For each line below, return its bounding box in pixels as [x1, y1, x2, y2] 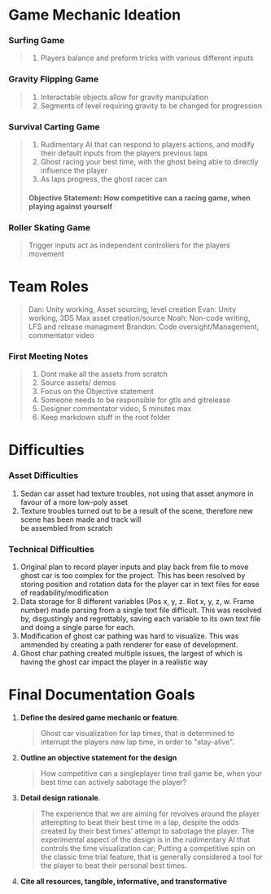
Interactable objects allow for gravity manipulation [40, 92, 209, 102]
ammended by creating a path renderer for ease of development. [20, 639, 238, 649]
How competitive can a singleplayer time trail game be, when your [40, 768, 263, 778]
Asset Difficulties [8, 470, 79, 481]
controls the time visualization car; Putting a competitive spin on [40, 843, 256, 852]
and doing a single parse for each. [20, 622, 136, 632]
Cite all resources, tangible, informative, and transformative [20, 876, 228, 886]
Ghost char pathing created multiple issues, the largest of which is [20, 648, 243, 658]
